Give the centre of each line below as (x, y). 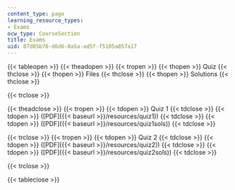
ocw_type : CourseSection (44, 33)
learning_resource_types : (45, 20)
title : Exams (26, 40)
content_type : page (36, 14)
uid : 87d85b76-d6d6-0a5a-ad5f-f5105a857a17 (72, 46)
